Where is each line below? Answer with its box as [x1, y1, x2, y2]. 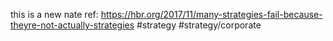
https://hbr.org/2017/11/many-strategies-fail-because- [100, 9, 323, 20]
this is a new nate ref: [10, 9, 99, 20]
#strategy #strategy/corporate [136, 19, 262, 31]
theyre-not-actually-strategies [10, 19, 135, 31]
